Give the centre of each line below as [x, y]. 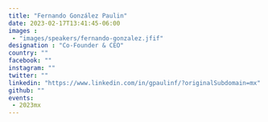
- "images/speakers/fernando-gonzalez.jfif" [87, 38]
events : [21, 98]
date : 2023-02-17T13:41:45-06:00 [64, 23]
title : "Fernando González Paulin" [68, 16]
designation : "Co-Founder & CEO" [66, 46]
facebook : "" [30, 61]
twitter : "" [28, 75]
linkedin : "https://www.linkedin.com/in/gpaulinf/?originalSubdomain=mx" [135, 83]
